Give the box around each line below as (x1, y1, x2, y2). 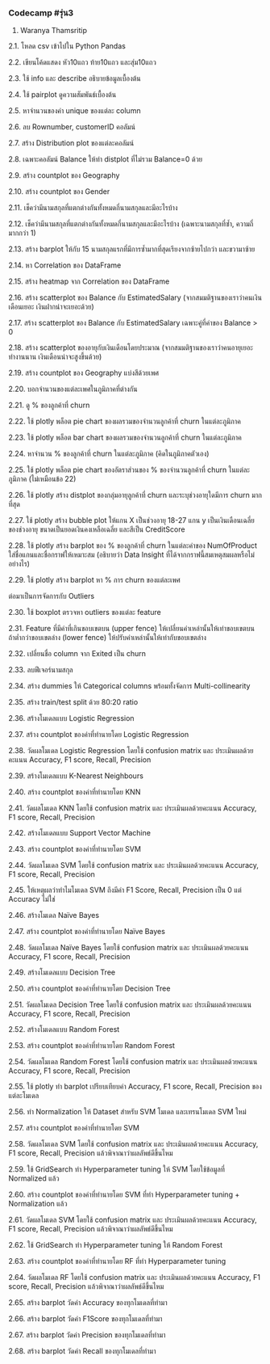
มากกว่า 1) (8, 228, 36, 238)
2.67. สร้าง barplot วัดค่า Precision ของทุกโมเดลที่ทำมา (8, 1330, 166, 1340)
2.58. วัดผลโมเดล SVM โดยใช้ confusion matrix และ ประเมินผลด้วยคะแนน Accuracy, (8, 1139, 259, 1149)
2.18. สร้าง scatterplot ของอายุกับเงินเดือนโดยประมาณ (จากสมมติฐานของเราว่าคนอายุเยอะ (8, 343, 254, 352)
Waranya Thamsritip (19, 26, 87, 36)
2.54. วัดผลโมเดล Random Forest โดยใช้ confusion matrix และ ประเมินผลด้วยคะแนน (8, 1057, 258, 1067)
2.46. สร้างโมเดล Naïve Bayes (8, 911, 99, 920)
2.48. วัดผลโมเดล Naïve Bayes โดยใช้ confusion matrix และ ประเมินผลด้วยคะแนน (8, 943, 249, 953)
